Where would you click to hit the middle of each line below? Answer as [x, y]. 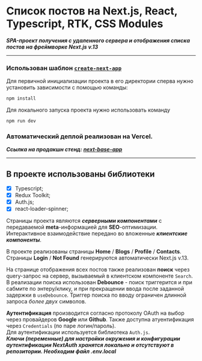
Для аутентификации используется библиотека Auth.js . [78, 332]
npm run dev [21, 121]
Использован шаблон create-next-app [64, 68]
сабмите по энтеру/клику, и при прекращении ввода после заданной [95, 289]
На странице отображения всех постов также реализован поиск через [98, 270]
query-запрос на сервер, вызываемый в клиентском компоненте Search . [100, 276]
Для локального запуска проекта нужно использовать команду [88, 110]
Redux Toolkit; [33, 195]
